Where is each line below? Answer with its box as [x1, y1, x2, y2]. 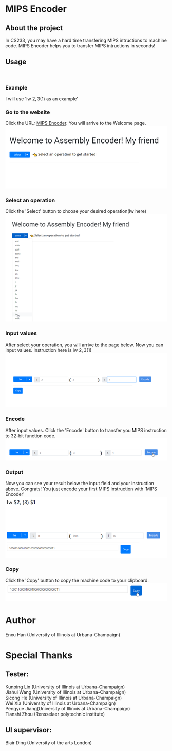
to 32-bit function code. [5, 433, 56, 439]
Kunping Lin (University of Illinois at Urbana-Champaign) [5, 684, 125, 690]
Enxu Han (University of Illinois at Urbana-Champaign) [5, 631, 121, 638]
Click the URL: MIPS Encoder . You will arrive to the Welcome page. [5, 120, 146, 127]
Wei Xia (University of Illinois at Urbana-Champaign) [5, 700, 116, 706]
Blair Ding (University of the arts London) [5, 739, 92, 746]
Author [5, 615, 36, 627]
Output [5, 469, 24, 476]
